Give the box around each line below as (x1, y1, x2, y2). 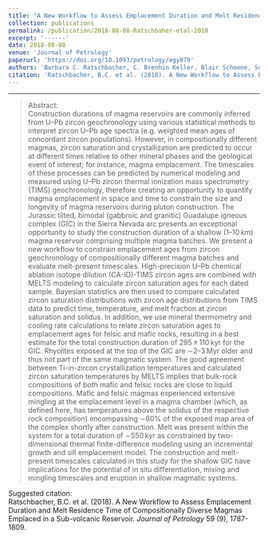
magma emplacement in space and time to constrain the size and (27, 193, 243, 203)
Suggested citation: (8, 488, 73, 498)
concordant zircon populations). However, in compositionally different (27, 134, 258, 143)
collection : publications (8, 19, 94, 27)
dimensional (27, 439, 69, 449)
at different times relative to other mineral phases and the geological (27, 151, 253, 160)
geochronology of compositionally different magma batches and (27, 253, 239, 262)
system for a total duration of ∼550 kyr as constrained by (27, 430, 217, 440)
